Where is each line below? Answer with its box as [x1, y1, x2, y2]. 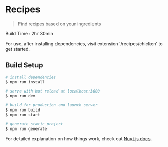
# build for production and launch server [5, 103, 98, 108]
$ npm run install [5, 79, 45, 84]
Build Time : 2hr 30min [5, 30, 53, 36]
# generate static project [5, 121, 63, 126]
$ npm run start [5, 112, 40, 117]
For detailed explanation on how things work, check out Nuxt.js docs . [5, 135, 152, 142]
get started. [5, 46, 30, 52]
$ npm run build [5, 107, 40, 113]
